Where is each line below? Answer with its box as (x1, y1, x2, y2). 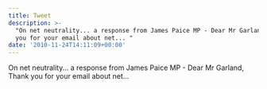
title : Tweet (8, 11, 52, 20)
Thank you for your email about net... (8, 72, 130, 81)
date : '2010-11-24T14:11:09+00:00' (8, 41, 126, 49)
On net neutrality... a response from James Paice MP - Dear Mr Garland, (8, 63, 245, 72)
